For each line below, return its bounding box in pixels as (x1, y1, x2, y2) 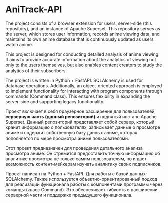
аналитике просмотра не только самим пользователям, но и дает (5, 155, 147, 162)
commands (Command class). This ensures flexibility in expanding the (5, 93, 150, 99)
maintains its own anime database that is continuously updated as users (5, 36, 154, 42)
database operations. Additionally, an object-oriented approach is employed (5, 82, 162, 89)
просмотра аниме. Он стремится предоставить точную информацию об (5, 150, 160, 156)
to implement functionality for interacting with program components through (5, 88, 163, 94)
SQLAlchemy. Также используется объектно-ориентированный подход (5, 176, 158, 182)
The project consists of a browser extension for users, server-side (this (5, 20, 152, 26)
